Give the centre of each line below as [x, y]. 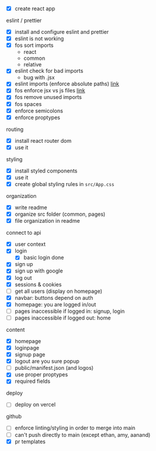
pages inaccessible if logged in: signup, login [70, 311]
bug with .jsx [39, 78]
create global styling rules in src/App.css [64, 184]
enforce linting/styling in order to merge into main [75, 428]
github [14, 417]
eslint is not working [39, 39]
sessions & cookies [38, 284]
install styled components [46, 171]
